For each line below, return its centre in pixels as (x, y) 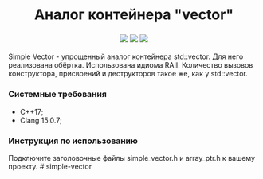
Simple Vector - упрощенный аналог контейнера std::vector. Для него (126, 56)
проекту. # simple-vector (50, 167)
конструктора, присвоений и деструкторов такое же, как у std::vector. (128, 74)
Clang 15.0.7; (41, 120)
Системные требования (58, 95)
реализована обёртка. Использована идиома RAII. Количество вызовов (131, 65)
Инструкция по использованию (73, 141)
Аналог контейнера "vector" (134, 15)
